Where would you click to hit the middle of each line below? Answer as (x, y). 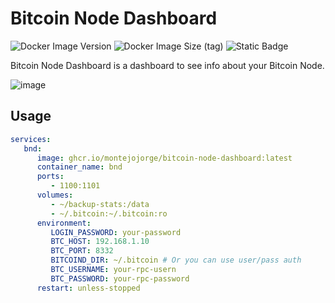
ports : (50, 177)
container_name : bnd (79, 167)
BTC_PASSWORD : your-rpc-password (120, 278)
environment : (64, 223)
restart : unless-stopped (88, 288)
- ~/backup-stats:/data (100, 204)
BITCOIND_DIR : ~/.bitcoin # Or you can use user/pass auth (176, 260)
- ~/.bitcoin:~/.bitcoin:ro (109, 213)
